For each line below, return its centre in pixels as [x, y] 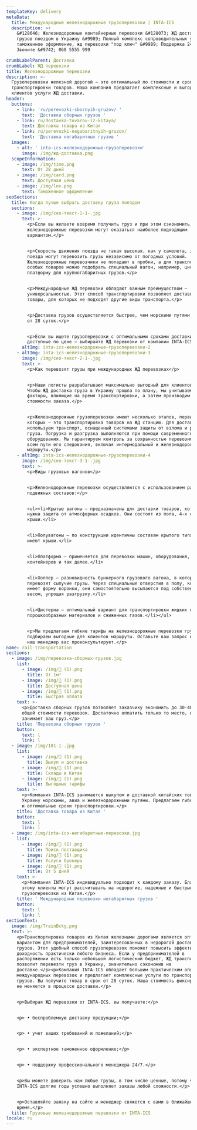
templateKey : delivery [34, 11]
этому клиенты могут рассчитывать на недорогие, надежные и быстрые [107, 888]
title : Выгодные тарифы [56, 784]
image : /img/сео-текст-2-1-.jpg [61, 358]
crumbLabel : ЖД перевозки [38, 66]
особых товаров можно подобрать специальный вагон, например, [105, 267]
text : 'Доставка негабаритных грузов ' [70, 137]
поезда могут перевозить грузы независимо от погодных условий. [107, 256]
